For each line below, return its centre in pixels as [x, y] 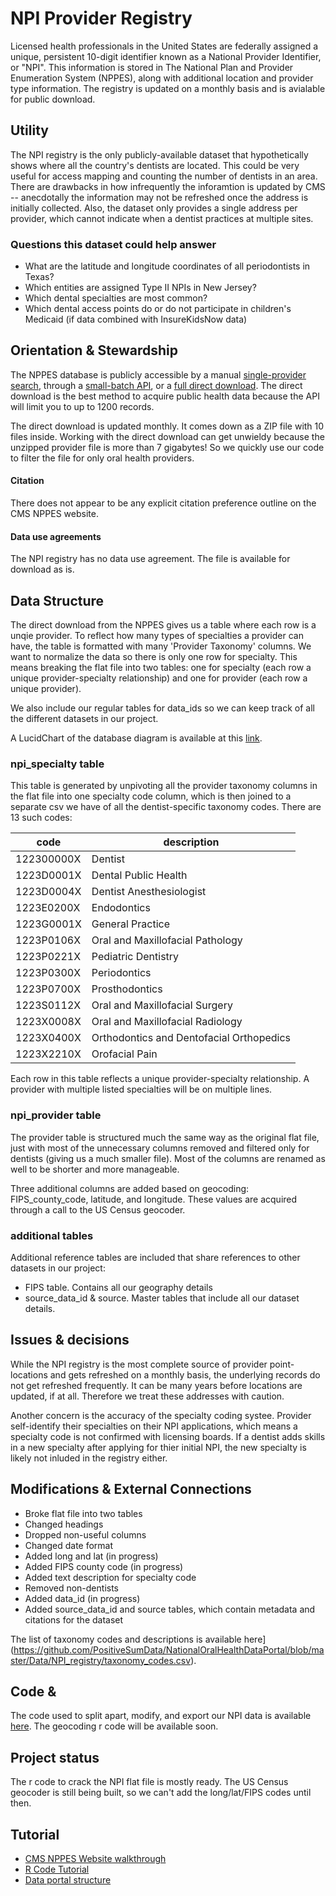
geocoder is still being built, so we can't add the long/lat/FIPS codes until [161, 1793]
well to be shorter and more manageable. [95, 1169]
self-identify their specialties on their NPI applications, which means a [154, 1426]
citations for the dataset [74, 1619]
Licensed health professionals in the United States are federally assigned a [164, 46]
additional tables [52, 1235]
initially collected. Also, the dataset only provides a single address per [154, 208]
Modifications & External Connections [131, 1489]
